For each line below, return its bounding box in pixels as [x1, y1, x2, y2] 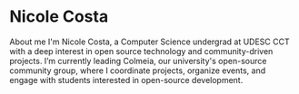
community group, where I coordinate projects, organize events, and [9, 65, 266, 76]
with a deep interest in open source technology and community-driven [9, 45, 274, 56]
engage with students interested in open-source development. [9, 74, 244, 85]
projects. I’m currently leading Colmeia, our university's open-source [9, 55, 267, 66]
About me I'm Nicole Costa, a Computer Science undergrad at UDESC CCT [9, 36, 291, 47]
